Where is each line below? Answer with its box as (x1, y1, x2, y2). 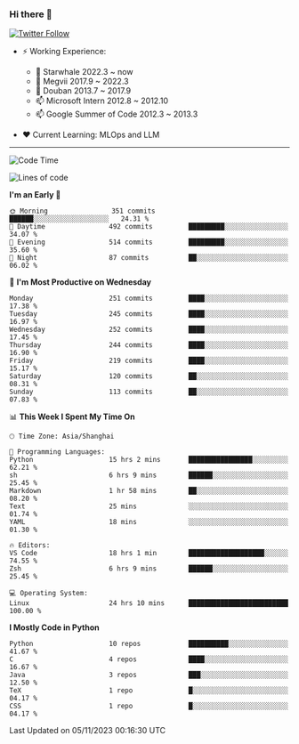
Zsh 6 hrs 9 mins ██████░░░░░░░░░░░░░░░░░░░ (9, 564, 289, 573)
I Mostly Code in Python (9, 622, 100, 633)
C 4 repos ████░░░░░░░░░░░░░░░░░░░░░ (9, 655, 289, 664)
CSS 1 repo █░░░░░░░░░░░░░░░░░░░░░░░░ (9, 702, 289, 711)
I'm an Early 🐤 (9, 190, 61, 200)
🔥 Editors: (9, 541, 51, 550)
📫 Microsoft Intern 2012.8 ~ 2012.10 (35, 95, 169, 106)
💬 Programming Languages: (9, 448, 105, 457)
